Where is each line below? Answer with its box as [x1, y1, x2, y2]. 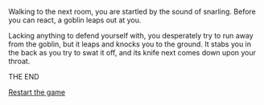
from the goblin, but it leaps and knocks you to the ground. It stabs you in [8, 39, 252, 49]
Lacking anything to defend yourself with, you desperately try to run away [8, 31, 254, 40]
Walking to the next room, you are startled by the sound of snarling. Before [8, 7, 256, 16]
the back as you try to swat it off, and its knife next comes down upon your [8, 48, 256, 57]
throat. [8, 56, 31, 66]
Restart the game [8, 87, 66, 97]
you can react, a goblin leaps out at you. [8, 15, 142, 25]
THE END [8, 72, 39, 81]
